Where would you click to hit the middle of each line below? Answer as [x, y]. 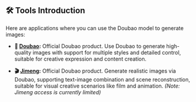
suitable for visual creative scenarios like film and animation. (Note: [97, 86]
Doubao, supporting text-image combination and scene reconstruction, [102, 79]
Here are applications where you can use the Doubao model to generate [95, 28]
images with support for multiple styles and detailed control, [106, 52]
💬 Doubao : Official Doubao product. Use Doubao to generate [90, 46]
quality [23, 52]
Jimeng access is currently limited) [58, 92]
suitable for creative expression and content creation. [80, 59]
